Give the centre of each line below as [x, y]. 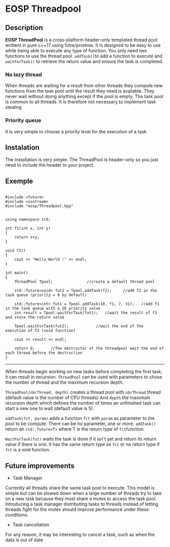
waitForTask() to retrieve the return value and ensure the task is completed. [84, 61]
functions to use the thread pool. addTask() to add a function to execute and [84, 56]
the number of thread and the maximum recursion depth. [65, 382]
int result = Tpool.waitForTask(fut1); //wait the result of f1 [86, 313]
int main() [17, 273]
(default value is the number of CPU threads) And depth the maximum [78, 398]
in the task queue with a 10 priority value [53, 309]
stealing [13, 107]
